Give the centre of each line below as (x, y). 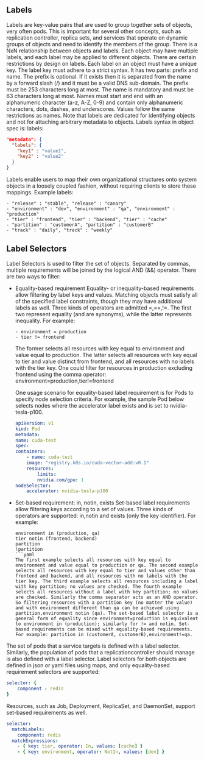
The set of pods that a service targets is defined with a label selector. (93, 646)
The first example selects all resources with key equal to (93, 560)
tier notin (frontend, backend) (56, 539)
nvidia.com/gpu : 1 (61, 480)
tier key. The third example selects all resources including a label (107, 581)
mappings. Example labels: (40, 193)
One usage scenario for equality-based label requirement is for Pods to (104, 392)
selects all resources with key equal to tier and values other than (105, 571)
